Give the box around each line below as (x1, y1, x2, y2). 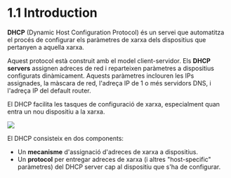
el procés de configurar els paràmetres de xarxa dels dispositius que (7, 35, 206, 43)
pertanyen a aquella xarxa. (7, 43, 84, 51)
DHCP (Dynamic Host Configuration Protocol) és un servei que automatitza (7, 28, 225, 36)
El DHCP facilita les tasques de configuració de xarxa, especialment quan (7, 100, 220, 108)
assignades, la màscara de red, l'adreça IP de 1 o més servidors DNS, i (7, 78, 212, 87)
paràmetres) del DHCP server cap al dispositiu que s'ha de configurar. (17, 163, 221, 171)
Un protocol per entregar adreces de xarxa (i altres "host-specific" (17, 155, 212, 163)
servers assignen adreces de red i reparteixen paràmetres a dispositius (7, 64, 214, 72)
